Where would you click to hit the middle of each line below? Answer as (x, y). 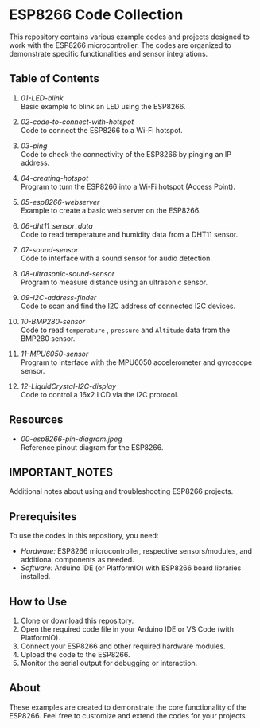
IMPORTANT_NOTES (61, 472)
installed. (35, 577)
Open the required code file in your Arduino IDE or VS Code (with (127, 629)
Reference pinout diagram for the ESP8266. (92, 447)
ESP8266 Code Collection (96, 15)
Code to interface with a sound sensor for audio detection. (116, 258)
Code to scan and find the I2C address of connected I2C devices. (128, 306)
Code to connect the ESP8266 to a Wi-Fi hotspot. (102, 130)
